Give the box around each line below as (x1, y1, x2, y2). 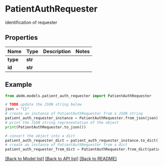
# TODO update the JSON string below (5, 102, 82, 107)
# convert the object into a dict (5, 133, 76, 138)
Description (43, 48, 71, 54)
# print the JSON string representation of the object (5, 120, 119, 125)
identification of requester (5, 19, 58, 25)
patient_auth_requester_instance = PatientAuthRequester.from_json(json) (5, 116, 159, 121)
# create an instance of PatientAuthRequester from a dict (5, 142, 128, 148)
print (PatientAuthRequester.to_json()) (5, 125, 86, 130)
